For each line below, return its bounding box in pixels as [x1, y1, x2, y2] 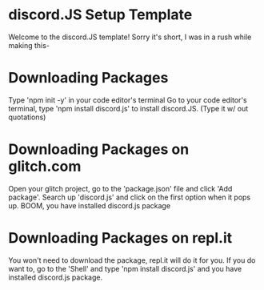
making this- [8, 40, 50, 50]
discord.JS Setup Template [8, 6, 193, 24]
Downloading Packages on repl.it [8, 229, 233, 247]
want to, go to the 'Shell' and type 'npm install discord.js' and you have [8, 264, 242, 273]
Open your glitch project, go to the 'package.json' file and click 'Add [8, 183, 233, 193]
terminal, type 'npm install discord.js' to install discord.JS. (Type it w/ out [8, 103, 249, 113]
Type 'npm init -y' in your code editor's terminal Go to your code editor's [8, 95, 247, 105]
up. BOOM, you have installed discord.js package [8, 200, 170, 210]
